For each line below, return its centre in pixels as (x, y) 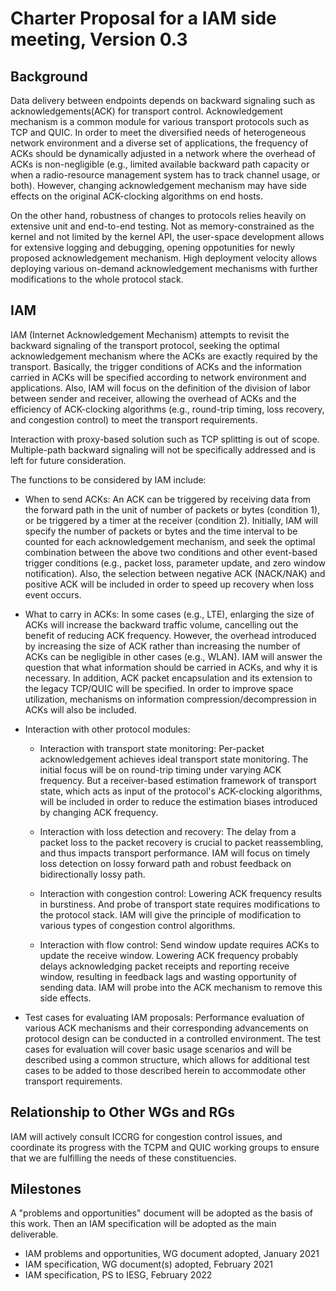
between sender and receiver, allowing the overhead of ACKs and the (153, 398)
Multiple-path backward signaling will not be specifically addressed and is (163, 449)
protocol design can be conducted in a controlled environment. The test (173, 1038)
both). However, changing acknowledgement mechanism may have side (159, 185)
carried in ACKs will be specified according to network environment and (158, 377)
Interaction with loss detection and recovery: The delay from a (168, 831)
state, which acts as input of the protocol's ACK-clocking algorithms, (181, 791)
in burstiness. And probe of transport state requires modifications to (180, 904)
